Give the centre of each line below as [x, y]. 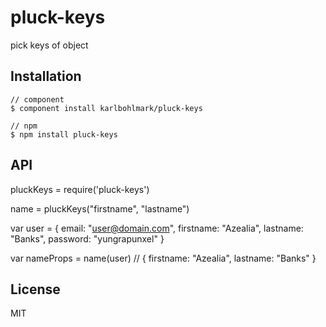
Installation [46, 76]
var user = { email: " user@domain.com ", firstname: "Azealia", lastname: [157, 228]
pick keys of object [49, 45]
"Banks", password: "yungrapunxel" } [87, 238]
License [35, 289]
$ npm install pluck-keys [64, 134]
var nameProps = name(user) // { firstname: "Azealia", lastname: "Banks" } [163, 258]
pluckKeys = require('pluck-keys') [80, 189]
